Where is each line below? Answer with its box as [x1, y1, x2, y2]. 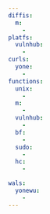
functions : [8, 77, 44, 85]
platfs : [8, 33, 34, 42]
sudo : [15, 143, 34, 151]
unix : [15, 84, 34, 93]
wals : [8, 179, 26, 187]
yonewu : [15, 186, 41, 194]
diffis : [8, 11, 34, 20]
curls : [8, 56, 30, 64]
